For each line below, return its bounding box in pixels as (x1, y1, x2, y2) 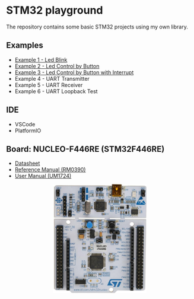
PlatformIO (14, 127, 42, 134)
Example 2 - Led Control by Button (14, 62, 100, 69)
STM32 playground (6, 4, 103, 17)
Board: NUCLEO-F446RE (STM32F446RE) (6, 144, 165, 154)
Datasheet (14, 160, 40, 167)
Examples (6, 40, 43, 50)
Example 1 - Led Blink (14, 56, 68, 63)
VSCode (14, 120, 36, 128)
